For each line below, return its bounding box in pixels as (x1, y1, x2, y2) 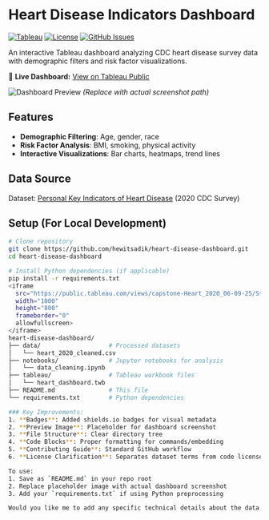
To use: (8, 467, 34, 475)
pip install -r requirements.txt (8, 274, 120, 282)
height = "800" (15, 304, 59, 312)
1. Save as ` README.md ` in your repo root (8, 474, 152, 482)
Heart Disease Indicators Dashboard (8, 6, 255, 24)
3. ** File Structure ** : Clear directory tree (8, 430, 163, 438)
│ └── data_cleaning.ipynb (8, 364, 106, 372)
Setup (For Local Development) (8, 216, 167, 230)
